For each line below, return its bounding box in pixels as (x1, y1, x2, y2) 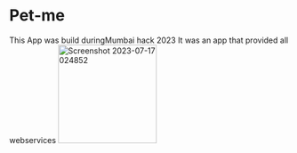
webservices (9, 134, 56, 145)
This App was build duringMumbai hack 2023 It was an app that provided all (9, 35, 289, 45)
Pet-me (9, 5, 65, 26)
